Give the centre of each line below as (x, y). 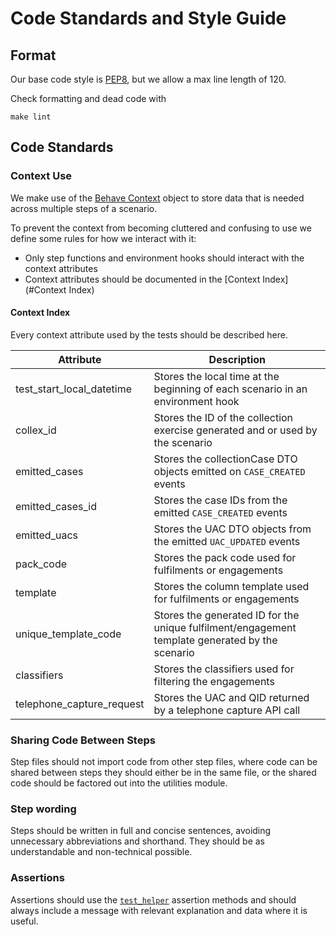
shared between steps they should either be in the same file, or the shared (163, 773)
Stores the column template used (231, 586)
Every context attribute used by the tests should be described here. (149, 334)
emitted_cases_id (56, 506)
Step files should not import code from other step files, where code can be (164, 762)
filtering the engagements (214, 681)
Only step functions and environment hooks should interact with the (164, 258)
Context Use (41, 176)
